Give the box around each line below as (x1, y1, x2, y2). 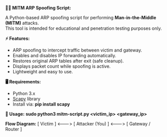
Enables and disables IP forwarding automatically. (12, 53, 116, 58)
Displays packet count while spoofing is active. (12, 63, 111, 69)
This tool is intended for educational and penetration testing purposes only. (5, 25, 162, 31)
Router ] (5, 126, 22, 132)
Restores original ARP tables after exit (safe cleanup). (12, 58, 124, 64)
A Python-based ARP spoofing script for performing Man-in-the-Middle (5, 15, 156, 20)
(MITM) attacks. (5, 20, 39, 26)
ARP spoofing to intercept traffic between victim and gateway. (12, 47, 143, 53)
